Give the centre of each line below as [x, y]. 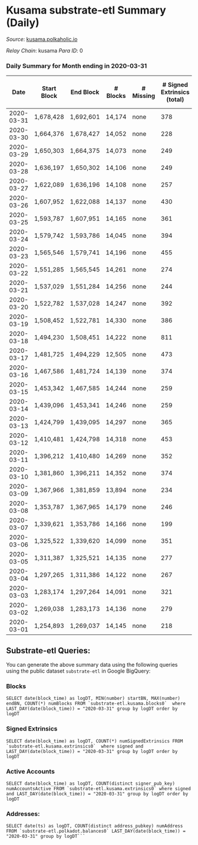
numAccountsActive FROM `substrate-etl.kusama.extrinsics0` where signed [99, 788]
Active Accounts [30, 771]
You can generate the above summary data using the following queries [92, 665]
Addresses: [23, 814]
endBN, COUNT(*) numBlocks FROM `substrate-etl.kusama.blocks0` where [96, 704]
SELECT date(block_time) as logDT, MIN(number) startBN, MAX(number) [93, 699]
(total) [175, 100]
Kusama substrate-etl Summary [86, 10]
